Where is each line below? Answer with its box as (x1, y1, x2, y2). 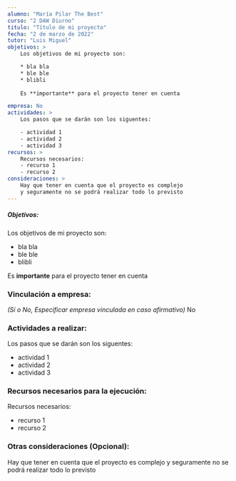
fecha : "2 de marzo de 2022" (7, 30, 94, 38)
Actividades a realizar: (7, 323, 87, 333)
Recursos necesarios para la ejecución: (7, 386, 148, 396)
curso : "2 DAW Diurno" (7, 17, 75, 24)
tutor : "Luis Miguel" (7, 37, 72, 44)
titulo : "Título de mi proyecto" (7, 24, 107, 31)
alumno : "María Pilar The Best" (7, 10, 103, 18)
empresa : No (7, 103, 43, 110)
